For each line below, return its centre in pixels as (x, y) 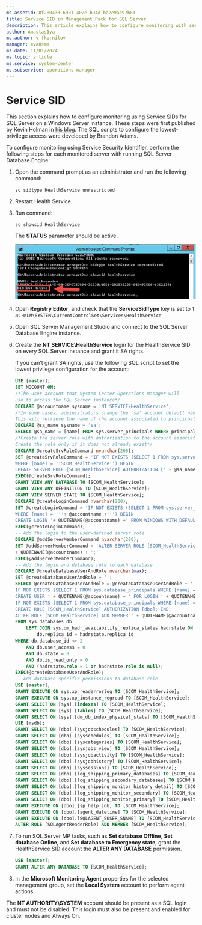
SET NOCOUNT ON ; (35, 388)
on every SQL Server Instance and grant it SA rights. (80, 351)
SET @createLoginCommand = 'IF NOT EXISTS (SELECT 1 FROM (89, 508)
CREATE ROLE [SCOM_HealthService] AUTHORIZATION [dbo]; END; (93, 609)
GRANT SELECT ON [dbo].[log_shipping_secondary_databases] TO (94, 780)
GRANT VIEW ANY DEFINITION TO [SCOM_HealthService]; (82, 489)
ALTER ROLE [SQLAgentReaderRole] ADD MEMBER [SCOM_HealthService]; (101, 825)
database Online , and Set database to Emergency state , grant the (98, 843)
